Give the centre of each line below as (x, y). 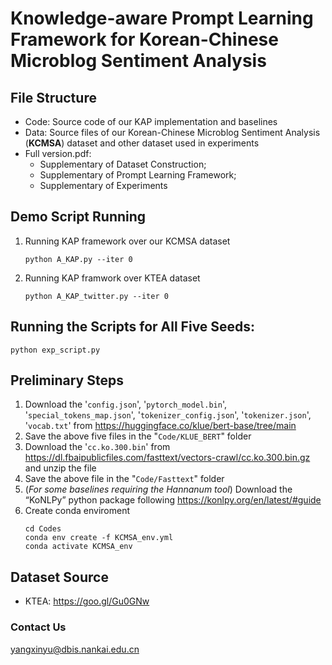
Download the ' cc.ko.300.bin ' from (97, 447)
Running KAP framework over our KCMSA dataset (127, 241)
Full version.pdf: (58, 153)
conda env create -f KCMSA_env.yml (99, 538)
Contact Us (38, 627)
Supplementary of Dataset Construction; (123, 164)
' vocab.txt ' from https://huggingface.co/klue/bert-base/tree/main (160, 426)
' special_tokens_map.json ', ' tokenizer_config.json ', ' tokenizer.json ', (168, 415)
